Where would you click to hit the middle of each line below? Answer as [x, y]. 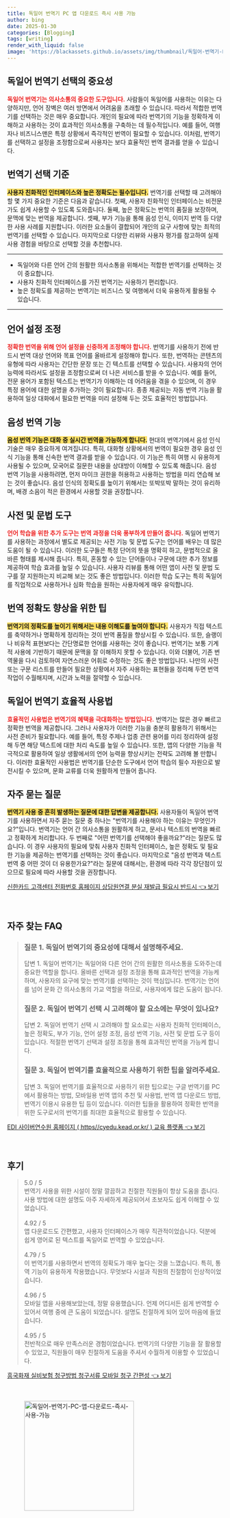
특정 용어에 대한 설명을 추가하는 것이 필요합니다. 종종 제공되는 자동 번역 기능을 [111, 390]
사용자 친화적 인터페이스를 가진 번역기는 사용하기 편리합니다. [98, 281]
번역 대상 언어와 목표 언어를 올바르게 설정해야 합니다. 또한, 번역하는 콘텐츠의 [121, 356]
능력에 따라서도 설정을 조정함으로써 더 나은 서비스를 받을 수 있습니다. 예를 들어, [112, 373]
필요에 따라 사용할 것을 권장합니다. [71, 872]
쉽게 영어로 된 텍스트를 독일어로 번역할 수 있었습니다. [94, 1240]
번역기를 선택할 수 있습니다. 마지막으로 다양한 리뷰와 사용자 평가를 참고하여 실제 [113, 235]
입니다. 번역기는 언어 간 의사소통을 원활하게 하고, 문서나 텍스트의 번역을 [113, 829]
